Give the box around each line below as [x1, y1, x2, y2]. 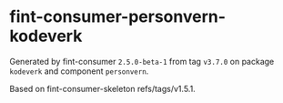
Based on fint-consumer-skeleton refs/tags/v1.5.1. [9, 83, 196, 94]
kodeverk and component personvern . [9, 66, 149, 77]
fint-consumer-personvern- [9, 6, 226, 27]
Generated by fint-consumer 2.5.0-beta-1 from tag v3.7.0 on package [9, 56, 275, 67]
